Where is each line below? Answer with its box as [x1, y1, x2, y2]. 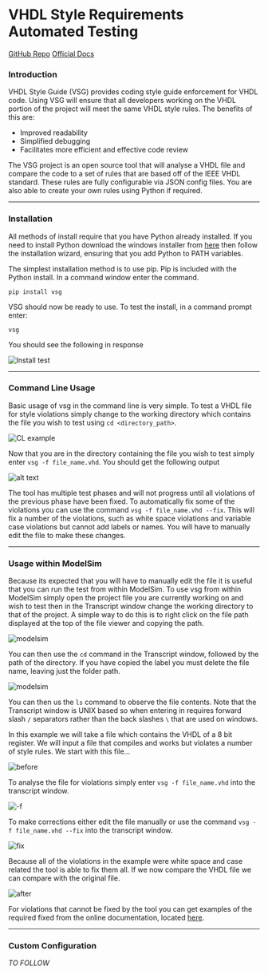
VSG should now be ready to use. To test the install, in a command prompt [8, 302, 253, 311]
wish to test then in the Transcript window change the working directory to [8, 601, 254, 612]
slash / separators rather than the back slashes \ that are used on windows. [8, 715, 258, 724]
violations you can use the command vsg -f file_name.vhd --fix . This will [8, 505, 255, 514]
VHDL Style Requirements [8, 6, 184, 24]
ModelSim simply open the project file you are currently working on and [8, 593, 244, 603]
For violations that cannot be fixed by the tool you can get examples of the [8, 905, 253, 914]
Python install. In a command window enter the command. [8, 272, 199, 282]
